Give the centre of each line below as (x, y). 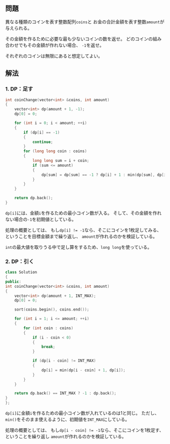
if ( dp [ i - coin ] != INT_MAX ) (64, 361)
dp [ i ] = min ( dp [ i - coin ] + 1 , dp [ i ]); (83, 370)
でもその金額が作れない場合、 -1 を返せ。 (61, 45)
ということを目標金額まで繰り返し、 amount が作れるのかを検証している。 (81, 236)
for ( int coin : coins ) (48, 328)
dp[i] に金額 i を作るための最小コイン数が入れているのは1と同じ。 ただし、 (82, 413)
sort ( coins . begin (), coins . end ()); (52, 309)
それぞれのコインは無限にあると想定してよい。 (54, 56)
